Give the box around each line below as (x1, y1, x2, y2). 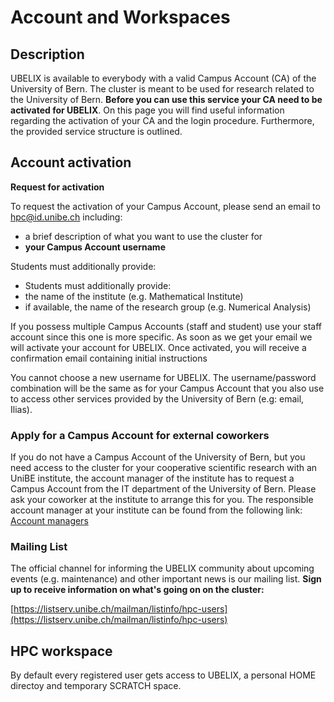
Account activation (10, 154, 132, 171)
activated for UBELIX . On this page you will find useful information (10, 104, 285, 116)
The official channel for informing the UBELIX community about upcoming (10, 562, 315, 575)
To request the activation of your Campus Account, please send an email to (10, 200, 321, 212)
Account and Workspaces (10, 6, 231, 29)
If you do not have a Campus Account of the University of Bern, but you (10, 451, 306, 463)
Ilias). (10, 403, 33, 415)
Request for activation (10, 181, 105, 193)
